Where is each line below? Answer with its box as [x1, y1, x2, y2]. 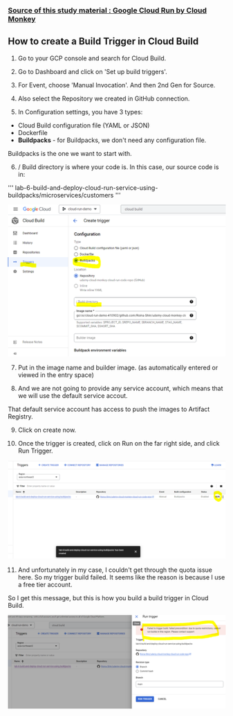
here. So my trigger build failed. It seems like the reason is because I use [17, 573, 225, 582]
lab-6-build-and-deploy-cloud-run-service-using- [15, 183, 158, 192]
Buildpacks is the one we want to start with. [8, 149, 132, 157]
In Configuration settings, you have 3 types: [17, 107, 143, 116]
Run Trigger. [17, 446, 54, 455]
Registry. [8, 412, 33, 421]
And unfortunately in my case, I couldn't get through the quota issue [17, 566, 213, 574]
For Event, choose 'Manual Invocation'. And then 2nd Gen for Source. [17, 80, 216, 89]
